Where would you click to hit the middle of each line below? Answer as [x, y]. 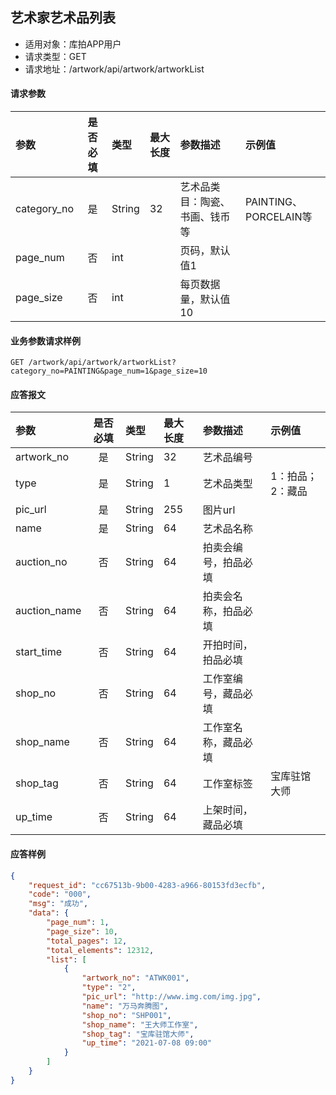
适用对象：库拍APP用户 [73, 44]
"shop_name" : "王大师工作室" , [140, 1024]
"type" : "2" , [109, 988]
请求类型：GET [55, 56]
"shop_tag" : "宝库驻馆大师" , [138, 1034]
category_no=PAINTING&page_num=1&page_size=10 [109, 371]
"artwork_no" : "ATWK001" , [135, 978]
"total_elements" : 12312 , [100, 950]
